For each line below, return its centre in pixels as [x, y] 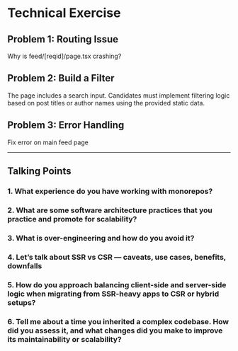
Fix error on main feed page [48, 142]
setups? [22, 302]
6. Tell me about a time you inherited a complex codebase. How [118, 321]
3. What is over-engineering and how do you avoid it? [101, 238]
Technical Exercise [64, 13]
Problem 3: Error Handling [66, 125]
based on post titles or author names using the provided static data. [106, 103]
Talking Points [39, 171]
